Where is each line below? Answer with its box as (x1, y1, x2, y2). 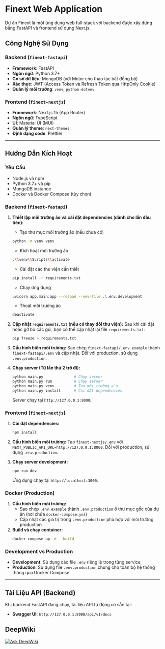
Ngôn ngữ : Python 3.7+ (12, 70, 60, 76)
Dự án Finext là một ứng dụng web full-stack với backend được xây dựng (5, 20, 152, 26)
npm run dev (12, 468, 37, 473)
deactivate (12, 312, 35, 317)
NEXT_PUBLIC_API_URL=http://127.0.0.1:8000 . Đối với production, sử (12, 444, 150, 450)
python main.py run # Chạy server (12, 379, 103, 384)
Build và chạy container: (12, 527, 63, 532)
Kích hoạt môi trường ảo (19, 247, 69, 253)
